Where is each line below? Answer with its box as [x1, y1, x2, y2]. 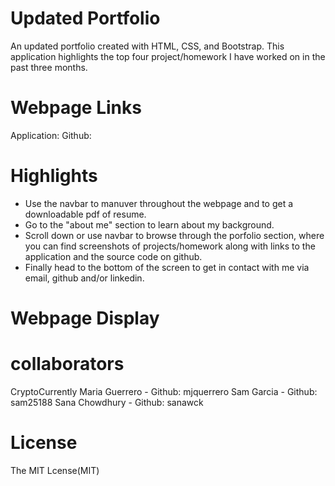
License [10, 432, 78, 454]
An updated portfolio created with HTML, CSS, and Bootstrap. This [10, 40, 285, 52]
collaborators [10, 353, 125, 376]
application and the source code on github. [24, 250, 203, 262]
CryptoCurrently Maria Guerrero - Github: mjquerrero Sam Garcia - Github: [10, 385, 318, 397]
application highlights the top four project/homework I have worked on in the [10, 50, 326, 62]
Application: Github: [10, 129, 92, 141]
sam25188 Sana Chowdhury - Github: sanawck [10, 396, 204, 408]
